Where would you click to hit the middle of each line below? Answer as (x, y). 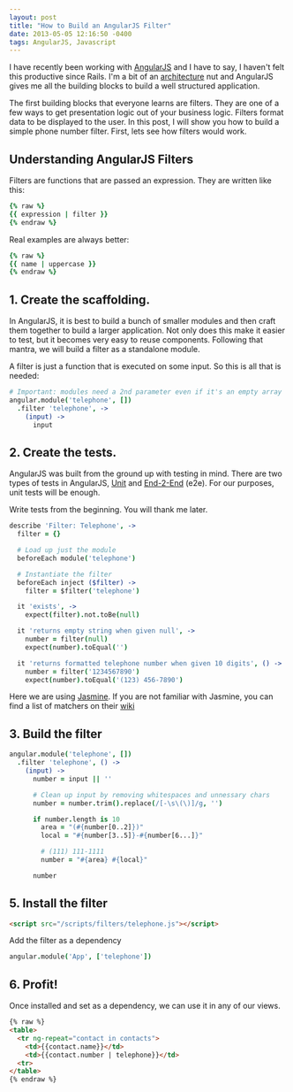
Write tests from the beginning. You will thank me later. (109, 510)
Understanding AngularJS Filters (101, 159)
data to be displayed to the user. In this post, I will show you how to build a (144, 122)
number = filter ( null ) (67, 639)
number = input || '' (72, 779)
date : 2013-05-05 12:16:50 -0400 (71, 34)
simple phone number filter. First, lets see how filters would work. (128, 131)
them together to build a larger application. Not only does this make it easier (147, 331)
